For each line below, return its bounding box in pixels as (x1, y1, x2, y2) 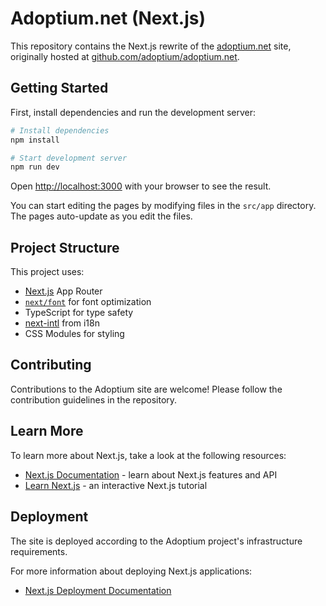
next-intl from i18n (24, 317, 100, 329)
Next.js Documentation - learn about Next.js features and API (24, 468, 278, 481)
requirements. (10, 545, 68, 557)
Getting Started (10, 80, 109, 97)
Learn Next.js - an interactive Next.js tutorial (24, 479, 208, 491)
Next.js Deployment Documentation (24, 584, 172, 596)
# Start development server (10, 153, 128, 163)
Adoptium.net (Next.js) (10, 7, 206, 30)
